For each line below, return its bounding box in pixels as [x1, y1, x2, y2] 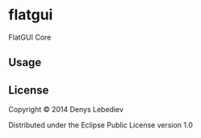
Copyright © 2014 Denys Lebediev [8, 105, 124, 115]
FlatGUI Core [8, 32, 52, 42]
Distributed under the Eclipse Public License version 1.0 [8, 120, 194, 130]
